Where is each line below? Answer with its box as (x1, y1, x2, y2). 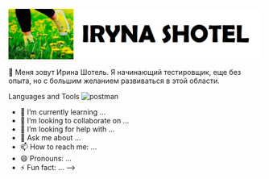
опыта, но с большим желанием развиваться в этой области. (8, 76, 220, 85)
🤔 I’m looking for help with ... (19, 124, 115, 134)
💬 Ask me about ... (19, 133, 81, 143)
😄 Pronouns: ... (19, 154, 72, 164)
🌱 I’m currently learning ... (19, 107, 106, 117)
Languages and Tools (8, 92, 81, 102)
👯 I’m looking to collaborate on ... (19, 116, 130, 126)
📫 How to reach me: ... (19, 142, 97, 152)
